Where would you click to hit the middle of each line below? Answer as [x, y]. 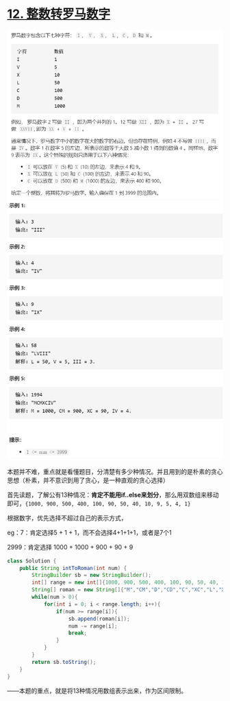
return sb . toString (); [64, 662]
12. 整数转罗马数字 [59, 14]
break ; [78, 633]
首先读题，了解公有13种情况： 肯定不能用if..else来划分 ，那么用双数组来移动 [113, 495]
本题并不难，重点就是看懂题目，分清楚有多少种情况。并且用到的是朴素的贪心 [115, 471]
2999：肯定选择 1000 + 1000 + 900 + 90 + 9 [70, 547]
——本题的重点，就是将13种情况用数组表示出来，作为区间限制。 [97, 691]
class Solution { [32, 561]
